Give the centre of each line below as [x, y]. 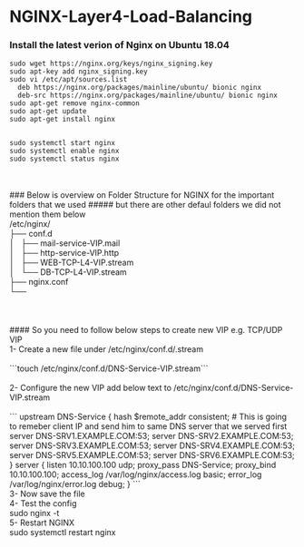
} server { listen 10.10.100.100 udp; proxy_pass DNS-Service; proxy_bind [143, 465]
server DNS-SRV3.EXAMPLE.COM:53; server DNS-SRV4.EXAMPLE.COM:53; [152, 445]
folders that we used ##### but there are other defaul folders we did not [145, 205]
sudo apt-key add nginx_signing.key [78, 72]
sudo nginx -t [34, 513]
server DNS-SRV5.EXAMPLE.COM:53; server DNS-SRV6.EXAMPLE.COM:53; [152, 455]
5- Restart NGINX [42, 523]
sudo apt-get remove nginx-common [75, 103]
